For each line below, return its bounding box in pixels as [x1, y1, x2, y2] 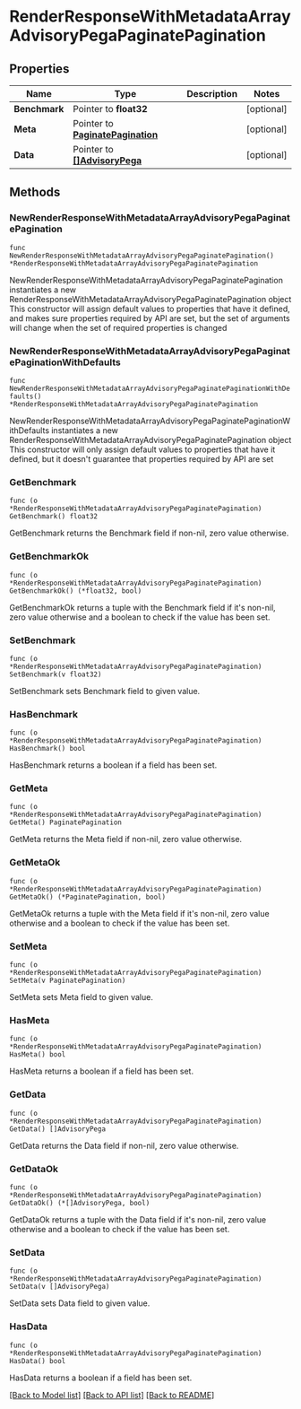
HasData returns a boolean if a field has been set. [9, 1372, 193, 1383]
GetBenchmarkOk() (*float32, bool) [9, 586, 142, 596]
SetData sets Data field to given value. [9, 1298, 150, 1309]
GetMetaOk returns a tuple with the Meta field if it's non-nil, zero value [9, 908, 271, 918]
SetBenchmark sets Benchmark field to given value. [9, 685, 201, 696]
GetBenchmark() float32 [9, 512, 99, 521]
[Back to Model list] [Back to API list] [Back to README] [9, 1389, 215, 1400]
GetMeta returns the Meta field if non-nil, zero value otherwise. [9, 834, 243, 845]
